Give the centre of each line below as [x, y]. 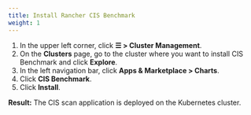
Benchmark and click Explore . [68, 62]
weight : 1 [24, 23]
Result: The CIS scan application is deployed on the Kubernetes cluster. [125, 102]
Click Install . [40, 87]
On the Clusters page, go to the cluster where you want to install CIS [131, 54]
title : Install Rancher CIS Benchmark [72, 15]
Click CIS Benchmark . [55, 79]
